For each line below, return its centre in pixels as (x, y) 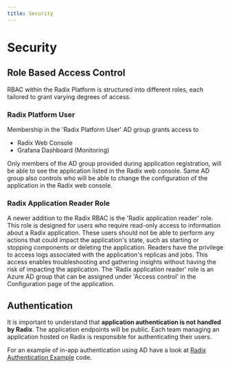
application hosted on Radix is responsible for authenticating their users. (110, 337)
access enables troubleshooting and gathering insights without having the (112, 262)
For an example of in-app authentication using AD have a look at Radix (107, 350)
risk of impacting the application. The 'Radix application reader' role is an (111, 270)
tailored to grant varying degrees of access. (69, 96)
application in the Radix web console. (60, 185)
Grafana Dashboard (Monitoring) (63, 150)
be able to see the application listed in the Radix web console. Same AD (108, 171)
